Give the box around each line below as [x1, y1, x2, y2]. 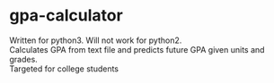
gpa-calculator [9, 5, 123, 26]
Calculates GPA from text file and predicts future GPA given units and [9, 44, 265, 54]
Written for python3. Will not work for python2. [9, 35, 182, 46]
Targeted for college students [9, 63, 119, 74]
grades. [9, 54, 38, 64]
